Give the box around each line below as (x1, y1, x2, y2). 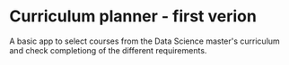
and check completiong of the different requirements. (9, 45, 207, 55)
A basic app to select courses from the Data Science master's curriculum (9, 36, 280, 46)
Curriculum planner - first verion (9, 6, 258, 27)
